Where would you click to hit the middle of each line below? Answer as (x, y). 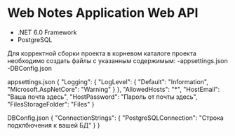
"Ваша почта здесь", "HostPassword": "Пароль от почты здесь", (102, 97)
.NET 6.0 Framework (47, 32)
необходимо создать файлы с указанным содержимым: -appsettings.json (117, 60)
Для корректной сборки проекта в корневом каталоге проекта (102, 53)
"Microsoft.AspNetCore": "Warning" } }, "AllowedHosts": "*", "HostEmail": (114, 89)
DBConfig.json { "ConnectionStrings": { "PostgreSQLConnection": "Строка (116, 118)
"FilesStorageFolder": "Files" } (51, 104)
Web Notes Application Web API (103, 13)
